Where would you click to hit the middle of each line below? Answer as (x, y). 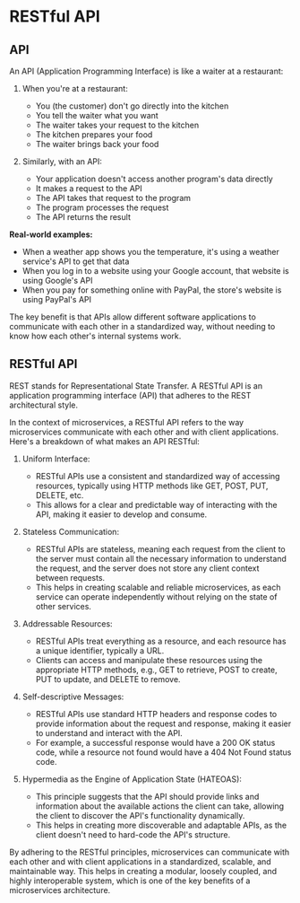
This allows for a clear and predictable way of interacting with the (156, 504)
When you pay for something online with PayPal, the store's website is (152, 290)
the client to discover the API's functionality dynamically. (140, 815)
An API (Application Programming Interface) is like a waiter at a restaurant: (146, 71)
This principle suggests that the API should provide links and (147, 796)
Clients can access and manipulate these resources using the (149, 660)
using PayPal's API (57, 299)
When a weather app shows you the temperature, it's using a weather (150, 252)
